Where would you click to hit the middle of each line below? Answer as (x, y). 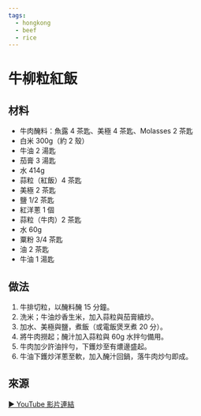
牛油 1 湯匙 (37, 259)
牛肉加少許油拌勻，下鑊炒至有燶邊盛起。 (85, 347)
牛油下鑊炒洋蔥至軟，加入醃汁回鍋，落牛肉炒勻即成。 (106, 357)
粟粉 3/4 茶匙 (41, 240)
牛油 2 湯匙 (38, 151)
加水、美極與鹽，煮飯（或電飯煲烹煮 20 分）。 (93, 327)
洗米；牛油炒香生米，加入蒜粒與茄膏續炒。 (89, 317)
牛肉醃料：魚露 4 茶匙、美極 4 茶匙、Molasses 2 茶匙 (106, 131)
